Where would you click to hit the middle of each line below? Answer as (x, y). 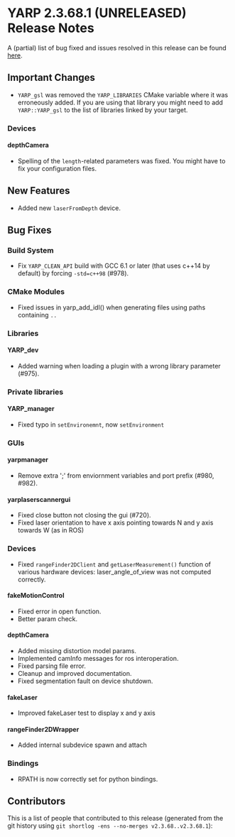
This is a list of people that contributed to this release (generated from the (115, 819)
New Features (39, 191)
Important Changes (51, 78)
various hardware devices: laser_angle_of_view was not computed (114, 571)
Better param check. (48, 618)
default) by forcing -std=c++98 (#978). (73, 273)
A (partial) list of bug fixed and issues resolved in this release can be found (117, 48)
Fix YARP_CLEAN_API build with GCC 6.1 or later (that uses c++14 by (114, 266)
